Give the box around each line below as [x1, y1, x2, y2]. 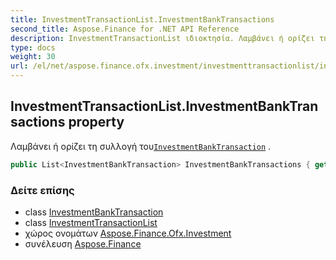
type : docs [10, 42, 56, 53]
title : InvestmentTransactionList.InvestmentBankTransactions [10, 14, 275, 25]
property [68, 114, 125, 131]
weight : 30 [10, 52, 56, 62]
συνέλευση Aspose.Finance [24, 237, 142, 250]
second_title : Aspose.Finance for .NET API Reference [10, 24, 240, 34]
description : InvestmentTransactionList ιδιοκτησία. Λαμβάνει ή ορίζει [10, 33, 315, 43]
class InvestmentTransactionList [24, 216, 158, 228]
